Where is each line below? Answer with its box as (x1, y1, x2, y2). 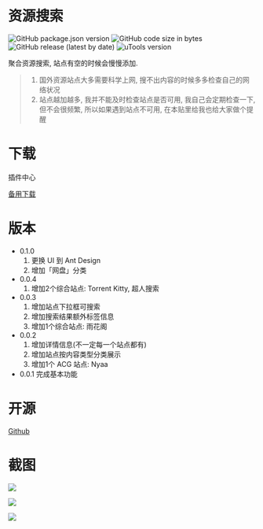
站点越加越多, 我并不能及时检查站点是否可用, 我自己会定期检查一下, (38, 94, 256, 104)
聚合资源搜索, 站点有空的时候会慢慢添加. (8, 58, 139, 68)
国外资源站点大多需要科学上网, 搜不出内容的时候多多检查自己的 (38, 75, 243, 84)
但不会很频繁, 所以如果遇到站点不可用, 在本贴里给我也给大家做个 (38, 104, 247, 114)
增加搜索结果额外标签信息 (31, 312, 115, 321)
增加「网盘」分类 (31, 265, 87, 275)
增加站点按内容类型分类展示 (31, 350, 122, 359)
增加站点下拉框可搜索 (31, 301, 100, 311)
